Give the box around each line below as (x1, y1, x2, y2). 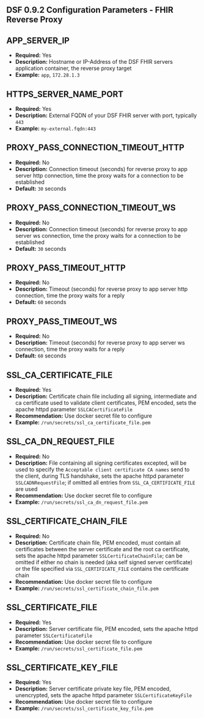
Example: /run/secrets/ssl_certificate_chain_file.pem (15, 584, 159, 592)
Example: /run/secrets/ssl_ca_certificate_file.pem (15, 419, 151, 426)
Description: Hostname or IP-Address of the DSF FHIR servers (15, 58, 173, 66)
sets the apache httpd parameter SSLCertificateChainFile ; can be (15, 552, 183, 559)
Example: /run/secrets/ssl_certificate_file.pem (15, 644, 142, 652)
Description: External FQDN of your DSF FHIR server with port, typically (15, 112, 197, 119)
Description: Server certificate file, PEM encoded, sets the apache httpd (15, 625, 199, 632)
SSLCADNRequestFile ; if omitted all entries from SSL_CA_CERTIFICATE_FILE (15, 478, 195, 486)
